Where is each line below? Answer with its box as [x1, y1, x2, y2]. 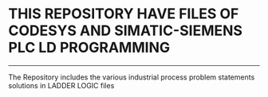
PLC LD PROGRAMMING [8, 39, 171, 56]
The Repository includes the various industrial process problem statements [8, 72, 255, 82]
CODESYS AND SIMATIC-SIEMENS [8, 21, 243, 40]
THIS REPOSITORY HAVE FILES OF [8, 5, 239, 23]
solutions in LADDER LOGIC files [8, 80, 115, 90]
